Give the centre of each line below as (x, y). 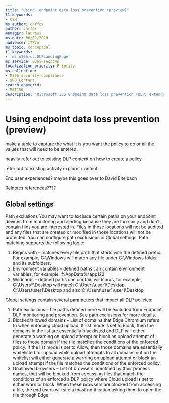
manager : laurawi (23, 33)
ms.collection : (21, 71)
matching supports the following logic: (45, 243)
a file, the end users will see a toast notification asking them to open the (87, 390)
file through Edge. (31, 395)
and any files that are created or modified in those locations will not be (78, 232)
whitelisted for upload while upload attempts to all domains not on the (84, 353)
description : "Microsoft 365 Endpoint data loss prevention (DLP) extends (85, 94)
